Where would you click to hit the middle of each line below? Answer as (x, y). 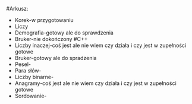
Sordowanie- (31, 96)
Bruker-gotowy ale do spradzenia (56, 58)
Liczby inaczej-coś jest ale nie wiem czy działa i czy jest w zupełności (100, 45)
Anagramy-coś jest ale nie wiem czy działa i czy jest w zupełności (95, 83)
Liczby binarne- (34, 77)
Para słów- (28, 70)
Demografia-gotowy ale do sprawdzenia (64, 33)
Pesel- (23, 64)
